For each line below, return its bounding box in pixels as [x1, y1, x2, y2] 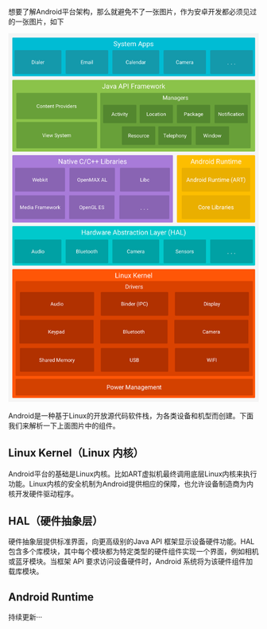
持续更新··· [8, 612, 43, 622]
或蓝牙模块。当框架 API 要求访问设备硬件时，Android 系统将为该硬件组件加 [8, 557, 253, 566]
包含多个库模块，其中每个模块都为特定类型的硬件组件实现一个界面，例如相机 [8, 547, 259, 557]
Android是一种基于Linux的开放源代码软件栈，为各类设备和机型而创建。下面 [8, 410, 254, 420]
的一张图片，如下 [8, 17, 64, 26]
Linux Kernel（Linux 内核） [8, 446, 145, 460]
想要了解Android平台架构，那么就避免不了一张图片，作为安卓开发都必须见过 [8, 7, 257, 16]
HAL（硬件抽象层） [8, 514, 103, 528]
